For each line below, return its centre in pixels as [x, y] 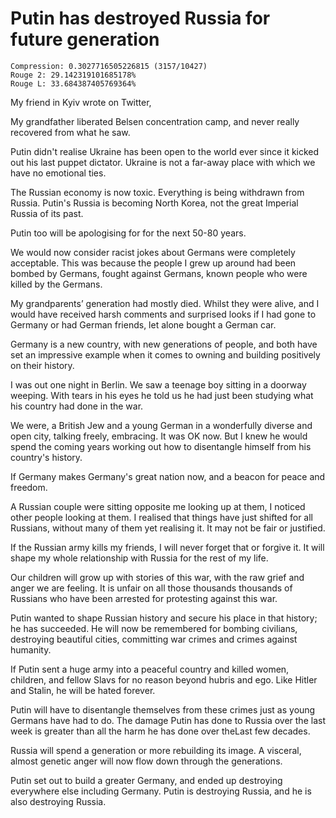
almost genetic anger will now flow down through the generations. [146, 761]
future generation [85, 39]
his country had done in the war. [77, 406]
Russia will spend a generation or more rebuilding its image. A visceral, [156, 750]
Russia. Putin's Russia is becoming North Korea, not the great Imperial [154, 203]
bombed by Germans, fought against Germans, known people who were [159, 273]
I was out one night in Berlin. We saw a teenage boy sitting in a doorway [158, 384]
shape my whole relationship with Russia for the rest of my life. [139, 558]
